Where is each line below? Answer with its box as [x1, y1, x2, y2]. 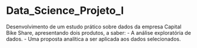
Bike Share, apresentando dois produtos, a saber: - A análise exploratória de [6, 29, 191, 36]
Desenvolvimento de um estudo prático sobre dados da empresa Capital [6, 23, 182, 30]
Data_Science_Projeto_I [6, 4, 124, 17]
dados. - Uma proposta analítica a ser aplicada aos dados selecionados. [6, 35, 181, 42]
